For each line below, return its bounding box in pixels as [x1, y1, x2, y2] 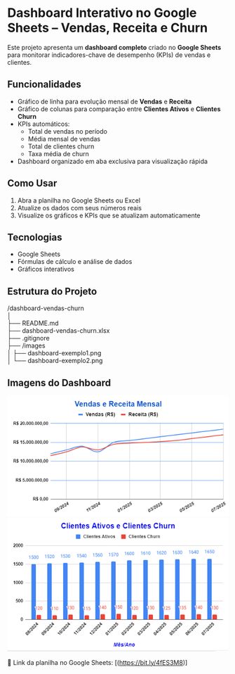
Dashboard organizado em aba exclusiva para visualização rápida [17, 157, 208, 165]
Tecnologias [7, 231, 62, 243]
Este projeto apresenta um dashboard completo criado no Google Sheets [7, 43, 222, 51]
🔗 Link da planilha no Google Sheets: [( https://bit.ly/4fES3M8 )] [7, 658, 188, 666]
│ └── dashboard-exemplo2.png [7, 357, 103, 365]
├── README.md [7, 319, 59, 328]
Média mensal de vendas [27, 134, 100, 143]
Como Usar [7, 177, 58, 189]
